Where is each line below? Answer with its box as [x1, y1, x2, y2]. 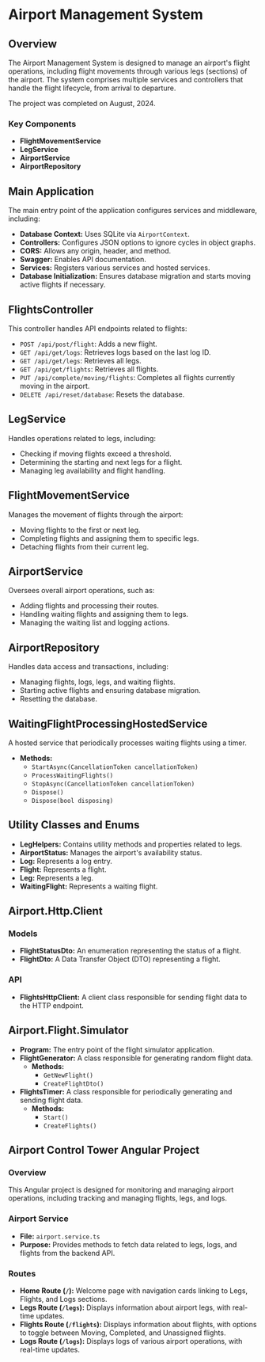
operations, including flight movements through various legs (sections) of [8, 67, 248, 76]
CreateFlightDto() [43, 1079, 104, 1088]
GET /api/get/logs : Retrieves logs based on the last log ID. [19, 347, 211, 357]
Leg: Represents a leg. [19, 873, 93, 882]
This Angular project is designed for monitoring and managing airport [8, 1185, 234, 1195]
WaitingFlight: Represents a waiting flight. [19, 881, 158, 891]
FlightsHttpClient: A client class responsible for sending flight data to [19, 992, 248, 1002]
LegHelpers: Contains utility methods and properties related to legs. [19, 839, 243, 849]
